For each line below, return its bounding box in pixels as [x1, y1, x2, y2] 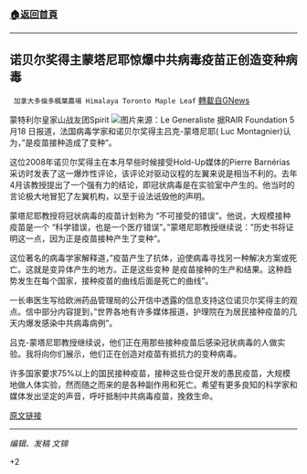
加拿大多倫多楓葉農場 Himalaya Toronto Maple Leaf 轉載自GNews [13, 95, 250, 106]
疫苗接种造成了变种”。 [33, 137, 117, 148]
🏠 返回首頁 [9, 7, 58, 20]
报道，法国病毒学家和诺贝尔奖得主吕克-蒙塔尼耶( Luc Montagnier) [36, 126, 283, 137]
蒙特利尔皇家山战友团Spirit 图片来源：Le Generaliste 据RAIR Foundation [9, 114, 288, 125]
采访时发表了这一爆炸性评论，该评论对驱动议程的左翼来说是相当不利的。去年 [9, 168, 298, 179]
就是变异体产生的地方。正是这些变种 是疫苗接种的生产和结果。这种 [33, 264, 284, 275]
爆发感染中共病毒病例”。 [25, 318, 118, 329]
